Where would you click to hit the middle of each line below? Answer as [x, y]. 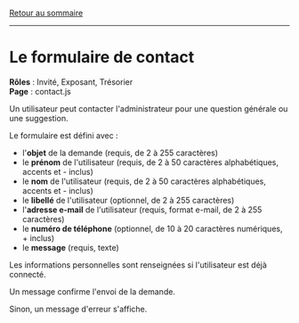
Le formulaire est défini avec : [64, 135]
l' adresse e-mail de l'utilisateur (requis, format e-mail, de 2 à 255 [142, 210]
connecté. [28, 274]
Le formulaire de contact [102, 58]
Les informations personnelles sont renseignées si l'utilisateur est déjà [138, 265]
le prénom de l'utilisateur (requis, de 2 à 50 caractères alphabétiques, [150, 162]
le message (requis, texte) [71, 247]
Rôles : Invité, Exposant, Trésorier [71, 82]
